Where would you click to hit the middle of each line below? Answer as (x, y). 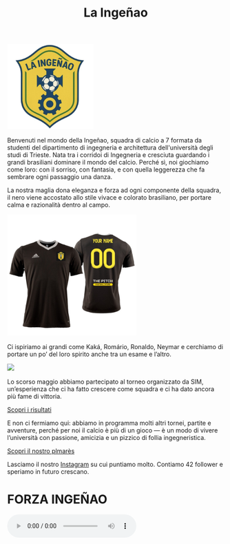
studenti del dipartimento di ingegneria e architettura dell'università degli (110, 148)
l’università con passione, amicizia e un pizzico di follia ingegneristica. (107, 437)
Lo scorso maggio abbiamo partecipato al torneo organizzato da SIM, (106, 381)
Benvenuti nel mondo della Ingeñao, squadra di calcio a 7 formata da (104, 140)
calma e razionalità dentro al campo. (59, 205)
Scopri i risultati (29, 409)
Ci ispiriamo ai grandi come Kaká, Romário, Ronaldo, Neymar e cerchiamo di (115, 346)
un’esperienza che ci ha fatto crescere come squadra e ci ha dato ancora (111, 389)
